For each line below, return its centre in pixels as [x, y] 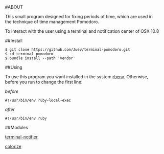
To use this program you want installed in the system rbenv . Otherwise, [77, 77]
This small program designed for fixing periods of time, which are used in [79, 16]
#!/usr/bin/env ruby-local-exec [38, 100]
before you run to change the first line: [44, 82]
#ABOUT [14, 7]
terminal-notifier [22, 137]
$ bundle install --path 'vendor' [40, 58]
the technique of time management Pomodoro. [52, 22]
